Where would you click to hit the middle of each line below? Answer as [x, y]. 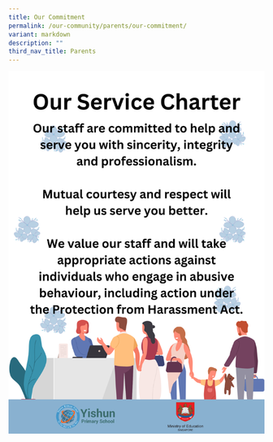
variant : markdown [39, 34]
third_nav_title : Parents [52, 52]
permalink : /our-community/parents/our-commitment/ [97, 26]
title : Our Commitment [47, 17]
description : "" [36, 43]
